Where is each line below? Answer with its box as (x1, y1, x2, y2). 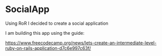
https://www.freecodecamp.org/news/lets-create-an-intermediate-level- (5, 39, 157, 46)
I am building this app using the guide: (5, 30, 85, 36)
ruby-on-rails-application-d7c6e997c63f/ (5, 45, 91, 51)
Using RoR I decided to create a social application (5, 20, 109, 26)
